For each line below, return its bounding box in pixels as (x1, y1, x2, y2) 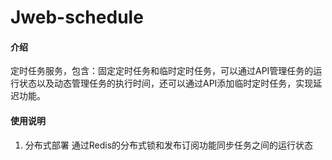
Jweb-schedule (10, 6, 144, 29)
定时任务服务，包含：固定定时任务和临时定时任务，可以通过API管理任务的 (10, 65, 314, 77)
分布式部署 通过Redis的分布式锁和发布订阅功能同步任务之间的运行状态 (24, 139, 314, 151)
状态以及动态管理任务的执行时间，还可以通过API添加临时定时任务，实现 (18, 77, 314, 90)
